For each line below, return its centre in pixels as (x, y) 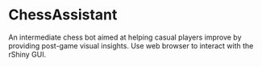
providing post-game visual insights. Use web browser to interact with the (131, 45)
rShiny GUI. (27, 54)
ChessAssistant (63, 15)
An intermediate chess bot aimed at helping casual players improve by (125, 37)
